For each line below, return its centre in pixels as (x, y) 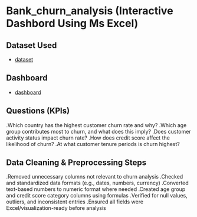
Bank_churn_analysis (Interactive (90, 11)
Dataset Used (32, 45)
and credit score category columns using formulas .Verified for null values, (97, 196)
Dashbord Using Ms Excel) (72, 23)
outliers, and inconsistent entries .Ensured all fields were (75, 202)
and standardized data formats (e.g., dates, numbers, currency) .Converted (97, 183)
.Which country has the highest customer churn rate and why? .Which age (96, 125)
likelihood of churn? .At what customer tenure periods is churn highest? (93, 144)
